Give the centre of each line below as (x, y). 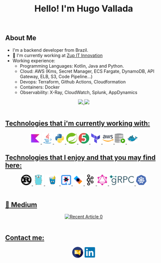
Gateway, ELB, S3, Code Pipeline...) (56, 76)
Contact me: (25, 237)
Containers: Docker (40, 87)
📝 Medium (21, 205)
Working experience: (34, 61)
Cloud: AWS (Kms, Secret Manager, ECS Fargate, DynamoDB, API (87, 71)
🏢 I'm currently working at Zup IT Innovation (58, 55)
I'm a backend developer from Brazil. (50, 50)
